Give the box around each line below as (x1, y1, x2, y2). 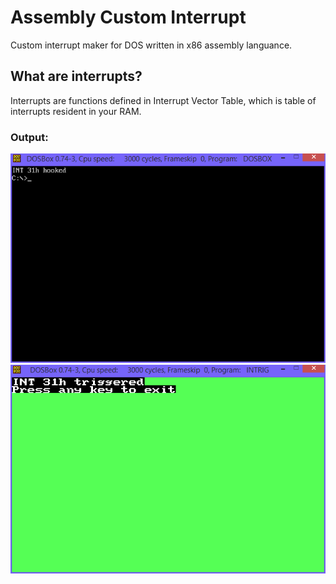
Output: (10, 130, 49, 144)
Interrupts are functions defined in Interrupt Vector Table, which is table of (10, 94, 317, 106)
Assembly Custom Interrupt (10, 6, 247, 29)
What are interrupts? (10, 68, 143, 85)
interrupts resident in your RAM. (10, 105, 142, 117)
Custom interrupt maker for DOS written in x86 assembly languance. (10, 39, 293, 51)
